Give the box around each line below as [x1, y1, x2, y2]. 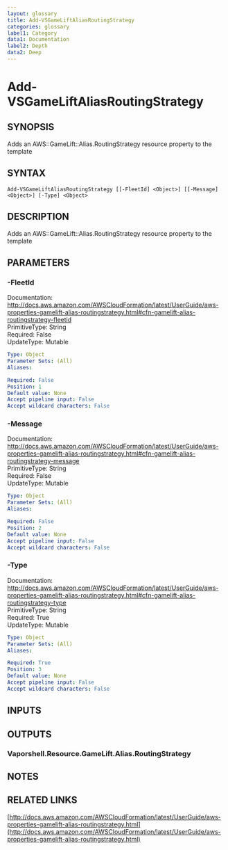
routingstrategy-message [7, 457, 80, 465]
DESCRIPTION [7, 211, 69, 223]
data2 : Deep [7, 49, 42, 56]
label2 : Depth [7, 42, 49, 49]
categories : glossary [7, 23, 70, 30]
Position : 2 [7, 524, 42, 531]
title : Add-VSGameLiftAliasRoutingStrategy [7, 17, 135, 24]
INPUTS [7, 705, 42, 716]
